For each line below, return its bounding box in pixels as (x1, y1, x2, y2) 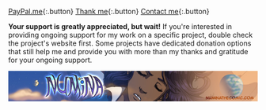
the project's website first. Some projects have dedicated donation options (8, 38, 252, 48)
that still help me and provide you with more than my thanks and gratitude (8, 47, 249, 56)
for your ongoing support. (8, 55, 93, 64)
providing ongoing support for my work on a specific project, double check (8, 31, 253, 39)
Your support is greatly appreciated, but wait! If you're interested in (8, 22, 232, 31)
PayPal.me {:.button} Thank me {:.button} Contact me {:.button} (8, 7, 210, 16)
